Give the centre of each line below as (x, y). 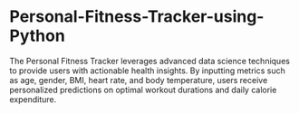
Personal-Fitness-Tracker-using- (137, 17)
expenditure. (33, 99)
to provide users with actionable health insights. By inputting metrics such (147, 71)
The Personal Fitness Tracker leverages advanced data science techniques (149, 61)
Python (37, 36)
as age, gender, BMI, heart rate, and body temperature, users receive (139, 80)
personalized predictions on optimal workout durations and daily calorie (143, 90)
